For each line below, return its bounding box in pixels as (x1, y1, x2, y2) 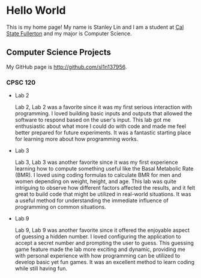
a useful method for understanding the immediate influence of (14, 197, 169, 204)
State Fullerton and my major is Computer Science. (6, 29, 132, 37)
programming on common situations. (14, 204, 106, 211)
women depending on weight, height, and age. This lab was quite (14, 178, 177, 185)
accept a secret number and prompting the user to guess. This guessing (14, 240, 194, 247)
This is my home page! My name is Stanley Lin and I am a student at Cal (6, 23, 184, 31)
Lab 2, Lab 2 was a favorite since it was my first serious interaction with (14, 103, 193, 111)
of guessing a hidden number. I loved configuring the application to (14, 233, 181, 240)
